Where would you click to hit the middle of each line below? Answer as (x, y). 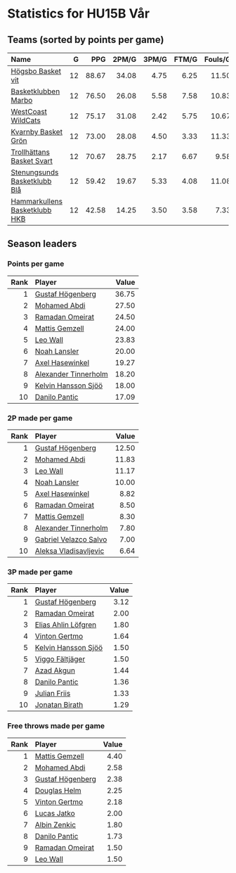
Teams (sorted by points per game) (86, 40)
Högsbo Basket (36, 71)
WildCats (26, 120)
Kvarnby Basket (37, 132)
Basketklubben (35, 91)
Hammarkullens (37, 201)
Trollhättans (31, 152)
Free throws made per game (56, 726)
